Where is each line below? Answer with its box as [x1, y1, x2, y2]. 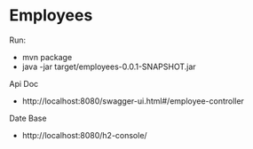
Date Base [9, 113, 47, 123]
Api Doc [9, 78, 39, 89]
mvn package [21, 51, 73, 62]
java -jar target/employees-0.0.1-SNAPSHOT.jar [21, 61, 197, 72]
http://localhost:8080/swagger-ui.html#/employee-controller [21, 95, 244, 106]
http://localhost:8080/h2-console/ [21, 129, 148, 140]
